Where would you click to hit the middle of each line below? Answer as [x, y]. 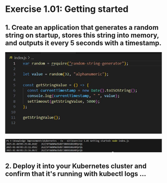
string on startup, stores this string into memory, [82, 35]
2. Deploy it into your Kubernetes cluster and [76, 166]
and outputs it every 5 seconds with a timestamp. [83, 43]
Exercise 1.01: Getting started [67, 9]
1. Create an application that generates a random [82, 28]
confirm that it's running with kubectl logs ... [76, 174]
